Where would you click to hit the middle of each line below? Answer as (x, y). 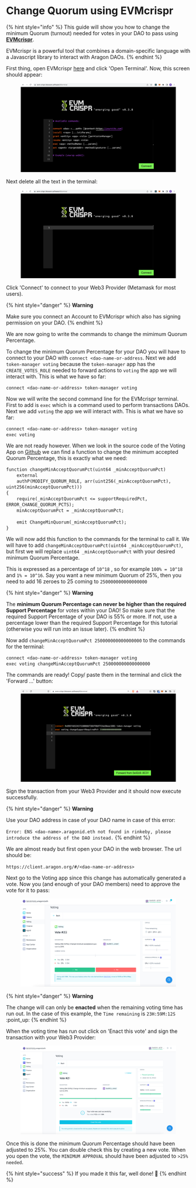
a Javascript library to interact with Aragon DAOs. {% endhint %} (84, 57)
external (27, 475)
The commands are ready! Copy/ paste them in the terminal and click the (94, 675)
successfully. (22, 797)
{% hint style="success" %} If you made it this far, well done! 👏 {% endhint (96, 1174)
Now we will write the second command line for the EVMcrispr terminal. (92, 399)
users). (15, 294)
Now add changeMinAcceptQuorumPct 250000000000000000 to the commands (96, 641)
